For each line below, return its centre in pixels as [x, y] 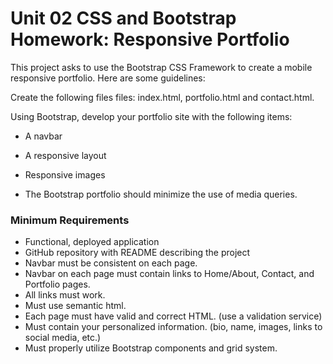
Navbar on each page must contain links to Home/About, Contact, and [169, 274]
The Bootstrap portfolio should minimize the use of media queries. [161, 194]
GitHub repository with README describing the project [137, 253]
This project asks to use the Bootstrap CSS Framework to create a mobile [161, 67]
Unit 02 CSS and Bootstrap [123, 18]
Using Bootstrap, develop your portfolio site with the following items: [151, 116]
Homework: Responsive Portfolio [150, 39]
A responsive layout [65, 155]
